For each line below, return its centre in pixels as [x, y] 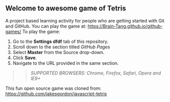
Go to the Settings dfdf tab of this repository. [60, 41]
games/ [13, 31]
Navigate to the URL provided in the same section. [66, 63]
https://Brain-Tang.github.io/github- [125, 26]
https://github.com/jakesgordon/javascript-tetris [56, 93]
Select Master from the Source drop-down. [59, 52]
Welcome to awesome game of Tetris [66, 8]
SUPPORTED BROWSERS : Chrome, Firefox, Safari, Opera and [96, 73]
